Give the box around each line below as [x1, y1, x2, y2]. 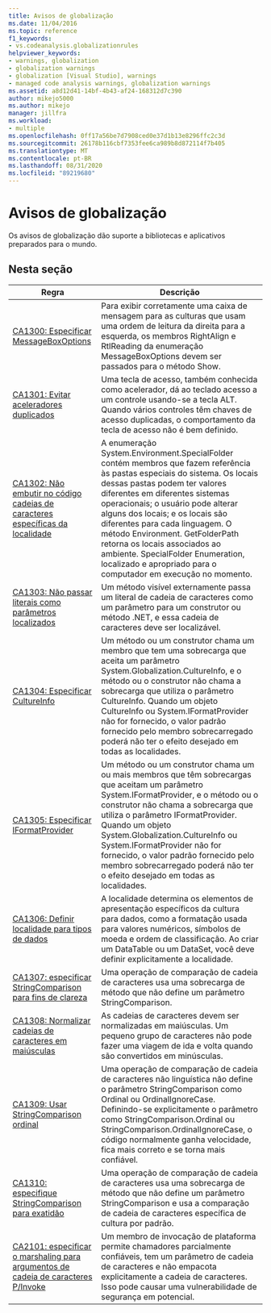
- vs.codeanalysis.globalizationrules [8, 42, 139, 50]
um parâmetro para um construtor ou [100, 602, 242, 613]
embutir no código [12, 487, 82, 498]
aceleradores [12, 398, 63, 410]
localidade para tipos [12, 923, 92, 934]
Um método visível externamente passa [100, 581, 252, 593]
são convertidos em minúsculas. [100, 1050, 223, 1061]
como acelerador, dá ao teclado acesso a [100, 384, 258, 395]
